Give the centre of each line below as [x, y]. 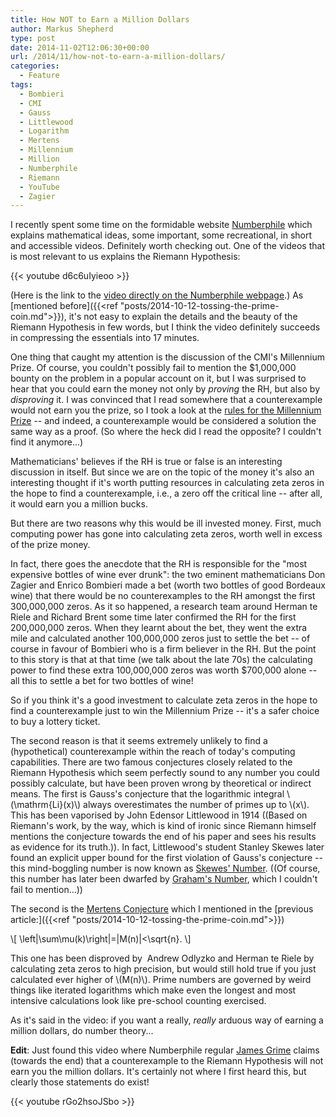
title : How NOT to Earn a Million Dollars [100, 19]
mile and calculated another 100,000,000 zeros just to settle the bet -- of [160, 638]
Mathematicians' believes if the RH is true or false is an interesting [146, 462]
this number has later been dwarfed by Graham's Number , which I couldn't [164, 879]
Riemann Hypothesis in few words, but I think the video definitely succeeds [165, 327]
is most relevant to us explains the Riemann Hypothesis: [125, 257]
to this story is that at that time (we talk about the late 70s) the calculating [161, 660]
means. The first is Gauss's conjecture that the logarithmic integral [147, 794]
